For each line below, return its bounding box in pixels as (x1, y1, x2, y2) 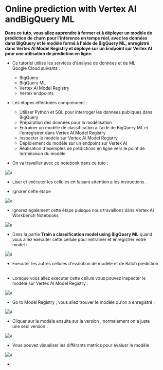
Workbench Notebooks (12, 212, 59, 218)
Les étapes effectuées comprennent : (12, 99, 88, 105)
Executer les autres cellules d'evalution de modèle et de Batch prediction (12, 260, 159, 266)
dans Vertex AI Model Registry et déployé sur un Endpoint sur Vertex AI (5, 45, 152, 51)
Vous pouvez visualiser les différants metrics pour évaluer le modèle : (12, 342, 152, 348)
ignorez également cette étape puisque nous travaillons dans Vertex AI (12, 207, 154, 213)
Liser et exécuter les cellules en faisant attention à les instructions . (12, 179, 147, 185)
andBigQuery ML (5, 14, 75, 25)
